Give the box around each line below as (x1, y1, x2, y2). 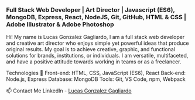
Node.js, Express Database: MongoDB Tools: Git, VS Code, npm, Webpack (6, 76, 186, 83)
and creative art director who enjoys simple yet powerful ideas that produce (6, 40, 189, 47)
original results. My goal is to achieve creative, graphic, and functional (6, 46, 176, 53)
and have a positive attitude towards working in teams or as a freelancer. (6, 58, 182, 65)
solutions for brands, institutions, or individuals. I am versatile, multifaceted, (6, 52, 189, 59)
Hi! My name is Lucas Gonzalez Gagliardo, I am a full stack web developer (6, 34, 185, 41)
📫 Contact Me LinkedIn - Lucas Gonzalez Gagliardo (6, 87, 132, 94)
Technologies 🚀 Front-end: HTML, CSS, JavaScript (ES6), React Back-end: (6, 70, 186, 77)
